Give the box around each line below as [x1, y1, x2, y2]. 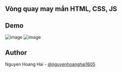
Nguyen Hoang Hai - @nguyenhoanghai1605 [5, 61, 96, 67]
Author [5, 48, 27, 56]
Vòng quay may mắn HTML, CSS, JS [5, 5, 118, 13]
